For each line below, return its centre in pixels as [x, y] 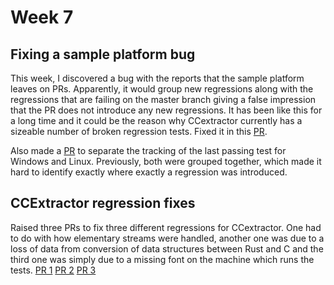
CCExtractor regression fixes [103, 203]
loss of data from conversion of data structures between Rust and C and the [167, 248]
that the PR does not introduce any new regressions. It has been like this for [166, 110]
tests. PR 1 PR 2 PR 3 [53, 270]
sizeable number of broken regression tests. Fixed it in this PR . [139, 131]
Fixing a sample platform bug [103, 54]
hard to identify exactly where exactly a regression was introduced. [149, 172]
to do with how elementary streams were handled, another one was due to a [167, 238]
